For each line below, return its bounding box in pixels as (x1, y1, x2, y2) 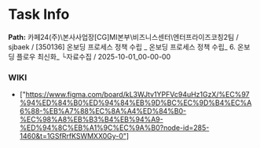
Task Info (8, 5, 70, 23)
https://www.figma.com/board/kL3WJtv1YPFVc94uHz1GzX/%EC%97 (25, 90, 250, 99)
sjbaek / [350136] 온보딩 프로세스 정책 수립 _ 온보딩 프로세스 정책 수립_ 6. (8, 42, 236, 52)
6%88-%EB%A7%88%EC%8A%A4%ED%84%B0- (19, 106, 187, 116)
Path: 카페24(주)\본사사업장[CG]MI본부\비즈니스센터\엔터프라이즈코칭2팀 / (8, 32, 240, 42)
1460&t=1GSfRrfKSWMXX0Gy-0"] (19, 132, 130, 141)
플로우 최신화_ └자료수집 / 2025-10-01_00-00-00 (16, 52, 171, 61)
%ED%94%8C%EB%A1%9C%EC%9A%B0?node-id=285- (19, 123, 210, 132)
